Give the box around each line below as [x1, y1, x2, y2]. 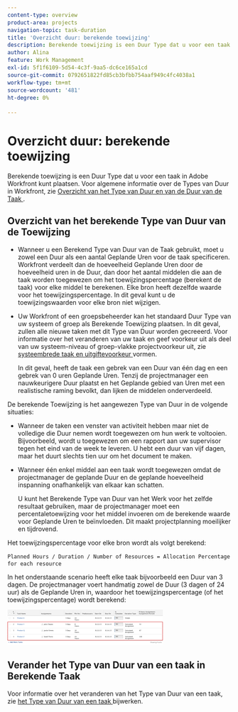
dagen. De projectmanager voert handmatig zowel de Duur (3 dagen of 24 [7, 580, 225, 589]
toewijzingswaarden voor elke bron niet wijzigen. [17, 298, 161, 306]
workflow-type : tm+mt [7, 79, 72, 86]
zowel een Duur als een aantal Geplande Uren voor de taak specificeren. [17, 253, 230, 261]
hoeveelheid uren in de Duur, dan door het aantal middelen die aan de [17, 268, 222, 276]
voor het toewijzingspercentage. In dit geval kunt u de [17, 290, 175, 299]
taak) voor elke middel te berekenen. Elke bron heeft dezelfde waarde [17, 283, 222, 291]
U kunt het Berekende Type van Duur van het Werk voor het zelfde [17, 494, 213, 503]
